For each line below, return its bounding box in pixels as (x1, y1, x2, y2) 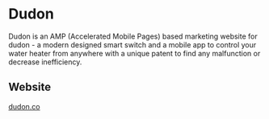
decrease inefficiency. (8, 57, 82, 67)
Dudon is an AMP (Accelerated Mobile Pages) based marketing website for (8, 31, 258, 41)
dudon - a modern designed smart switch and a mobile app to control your (8, 39, 257, 49)
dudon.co (8, 101, 40, 111)
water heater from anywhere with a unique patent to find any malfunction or (8, 48, 261, 58)
